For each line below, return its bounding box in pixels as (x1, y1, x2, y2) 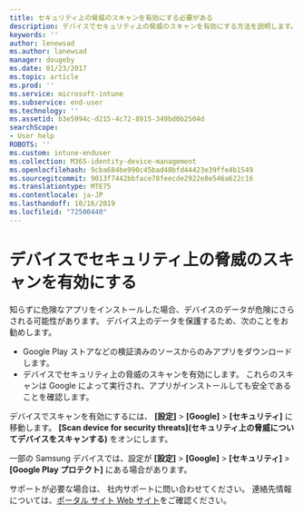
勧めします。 (9, 326, 57, 337)
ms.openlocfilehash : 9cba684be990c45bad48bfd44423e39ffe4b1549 (9, 165, 254, 174)
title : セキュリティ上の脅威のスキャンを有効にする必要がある (9, 13, 213, 23)
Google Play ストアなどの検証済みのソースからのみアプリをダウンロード (22, 346, 293, 357)
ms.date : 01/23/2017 (9, 64, 88, 74)
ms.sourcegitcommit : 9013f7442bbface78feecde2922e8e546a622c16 (9, 173, 254, 183)
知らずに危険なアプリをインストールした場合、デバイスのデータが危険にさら (9, 303, 295, 314)
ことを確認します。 (22, 391, 94, 402)
